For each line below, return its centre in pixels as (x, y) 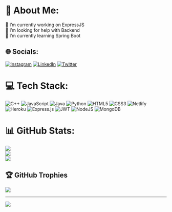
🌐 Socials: (22, 52)
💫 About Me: (32, 11)
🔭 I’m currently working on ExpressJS (45, 25)
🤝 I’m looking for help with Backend (43, 30)
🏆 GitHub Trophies (37, 175)
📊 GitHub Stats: (40, 131)
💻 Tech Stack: (37, 85)
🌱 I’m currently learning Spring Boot (43, 35)
